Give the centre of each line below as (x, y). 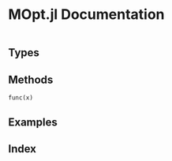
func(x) (21, 98)
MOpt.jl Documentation (86, 15)
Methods (31, 79)
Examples (33, 122)
